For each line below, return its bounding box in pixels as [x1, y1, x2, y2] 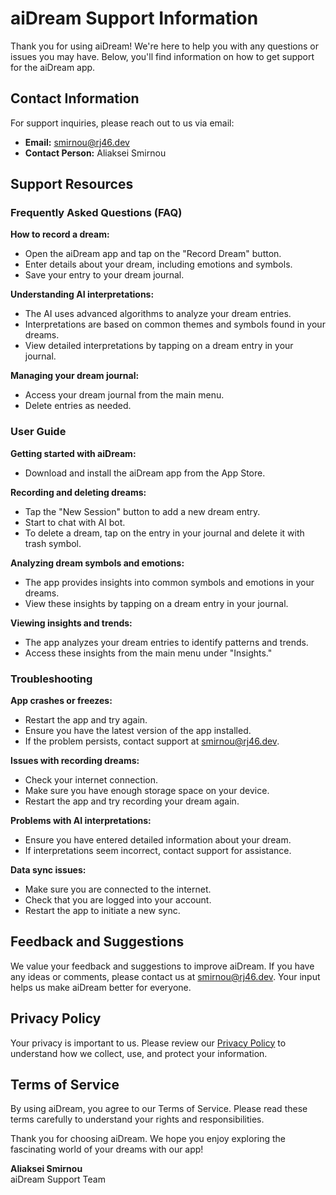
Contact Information [10, 90, 140, 107]
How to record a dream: [10, 228, 110, 241]
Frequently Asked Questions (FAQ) [10, 206, 183, 220]
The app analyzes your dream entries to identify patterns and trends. [24, 636, 309, 648]
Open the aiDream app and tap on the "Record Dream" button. [24, 248, 282, 260]
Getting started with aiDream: [10, 447, 137, 459]
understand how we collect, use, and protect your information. [10, 1047, 268, 1059]
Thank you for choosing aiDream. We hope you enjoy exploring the [10, 1133, 287, 1145]
